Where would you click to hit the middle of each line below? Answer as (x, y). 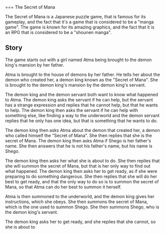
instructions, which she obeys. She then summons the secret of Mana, (77, 201)
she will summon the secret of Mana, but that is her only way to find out (78, 166)
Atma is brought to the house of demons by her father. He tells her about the (82, 74)
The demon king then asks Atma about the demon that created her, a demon (82, 130)
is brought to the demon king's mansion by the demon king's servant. (76, 85)
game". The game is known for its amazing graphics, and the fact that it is (80, 27)
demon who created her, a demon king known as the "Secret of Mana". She (82, 80)
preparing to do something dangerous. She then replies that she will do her (81, 176)
